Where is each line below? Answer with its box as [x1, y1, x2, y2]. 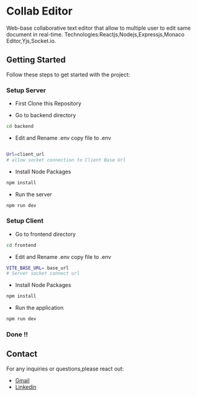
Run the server [15, 190, 53, 198]
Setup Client [6, 216, 44, 225]
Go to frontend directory [15, 230, 76, 238]
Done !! [6, 331, 28, 339]
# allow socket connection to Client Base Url [6, 156, 126, 163]
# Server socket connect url [6, 270, 80, 277]
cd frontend [6, 242, 36, 248]
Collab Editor [6, 4, 73, 18]
